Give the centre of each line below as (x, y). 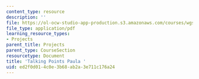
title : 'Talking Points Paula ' (46, 61)
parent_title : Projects (36, 45)
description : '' (26, 17)
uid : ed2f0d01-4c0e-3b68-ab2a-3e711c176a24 (61, 67)
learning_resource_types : (38, 34)
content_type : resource (36, 12)
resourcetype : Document (36, 56)
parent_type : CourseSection (41, 50)
